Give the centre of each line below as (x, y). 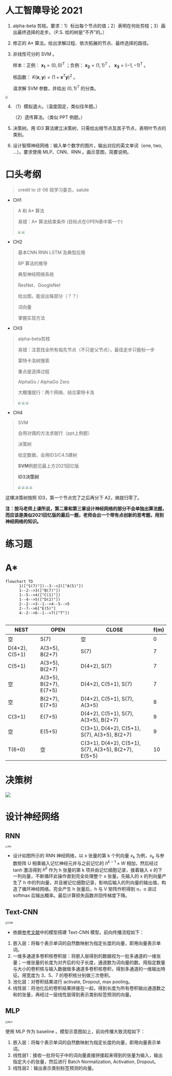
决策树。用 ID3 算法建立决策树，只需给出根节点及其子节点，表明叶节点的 (89, 128)
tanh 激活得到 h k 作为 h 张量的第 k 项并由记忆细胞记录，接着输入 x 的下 (88, 870)
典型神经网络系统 (36, 274)
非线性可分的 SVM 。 (35, 54)
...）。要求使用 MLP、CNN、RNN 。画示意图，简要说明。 (72, 152)
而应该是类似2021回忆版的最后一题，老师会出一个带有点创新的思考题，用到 (85, 515)
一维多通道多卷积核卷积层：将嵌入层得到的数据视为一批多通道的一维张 (87, 956)
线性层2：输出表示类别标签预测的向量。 (55, 1068)
